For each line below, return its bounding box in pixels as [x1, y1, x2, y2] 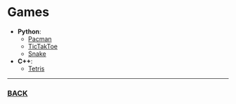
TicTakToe [27, 42, 58, 50]
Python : [17, 27, 41, 36]
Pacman [27, 34, 52, 43]
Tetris [27, 64, 45, 73]
